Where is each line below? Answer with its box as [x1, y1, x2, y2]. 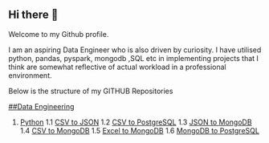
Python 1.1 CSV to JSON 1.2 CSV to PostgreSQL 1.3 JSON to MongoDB [19, 117, 252, 127]
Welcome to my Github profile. [8, 29, 109, 39]
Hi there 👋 [8, 8, 59, 22]
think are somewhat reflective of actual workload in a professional [8, 62, 226, 71]
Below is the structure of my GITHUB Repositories [8, 86, 173, 96]
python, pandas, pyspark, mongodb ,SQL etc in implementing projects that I [8, 53, 259, 63]
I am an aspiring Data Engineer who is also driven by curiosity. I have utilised [8, 45, 262, 55]
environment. [8, 70, 52, 80]
